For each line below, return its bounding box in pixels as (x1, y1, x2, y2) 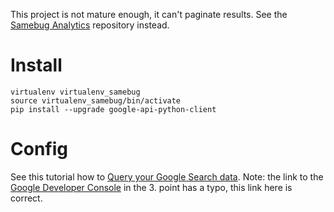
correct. (10, 192, 43, 204)
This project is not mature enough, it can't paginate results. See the (10, 9, 288, 20)
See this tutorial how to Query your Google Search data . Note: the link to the (10, 170, 324, 183)
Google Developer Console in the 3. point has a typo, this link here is (10, 181, 293, 193)
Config (10, 138, 68, 161)
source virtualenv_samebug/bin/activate (10, 95, 182, 106)
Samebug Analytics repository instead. (10, 19, 170, 31)
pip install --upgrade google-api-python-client (10, 104, 217, 114)
